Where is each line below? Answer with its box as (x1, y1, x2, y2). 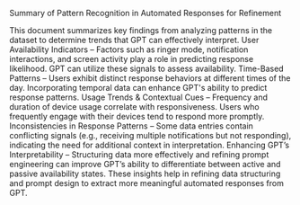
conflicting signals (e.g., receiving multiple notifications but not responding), (9, 130, 292, 140)
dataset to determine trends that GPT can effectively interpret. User (9, 35, 260, 45)
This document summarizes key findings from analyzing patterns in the (9, 25, 272, 35)
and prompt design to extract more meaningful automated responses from (9, 178, 285, 188)
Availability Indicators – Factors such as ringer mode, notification (9, 44, 249, 55)
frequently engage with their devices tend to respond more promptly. (9, 111, 265, 121)
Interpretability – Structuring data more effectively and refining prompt (9, 149, 269, 160)
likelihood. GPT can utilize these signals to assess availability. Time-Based (9, 63, 285, 74)
